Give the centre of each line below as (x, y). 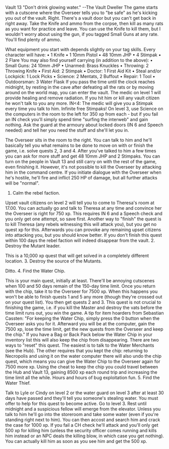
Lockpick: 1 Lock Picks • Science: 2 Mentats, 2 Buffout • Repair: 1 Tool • (80, 76)
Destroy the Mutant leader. (33, 246)
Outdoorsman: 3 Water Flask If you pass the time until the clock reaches (80, 82)
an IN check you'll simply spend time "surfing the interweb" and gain (77, 119)
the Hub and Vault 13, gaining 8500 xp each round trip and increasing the (81, 372)
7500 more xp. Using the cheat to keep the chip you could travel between (82, 367)
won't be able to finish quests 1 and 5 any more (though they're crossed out (84, 297)
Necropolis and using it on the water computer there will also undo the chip (83, 356)
